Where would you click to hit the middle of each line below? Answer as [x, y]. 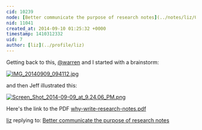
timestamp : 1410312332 [35, 34]
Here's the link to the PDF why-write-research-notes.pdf [76, 108]
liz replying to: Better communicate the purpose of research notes [88, 120]
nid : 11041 [20, 23]
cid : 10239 [20, 12]
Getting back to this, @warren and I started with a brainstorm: [83, 62]
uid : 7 [14, 40]
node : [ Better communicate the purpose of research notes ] [82, 17]
